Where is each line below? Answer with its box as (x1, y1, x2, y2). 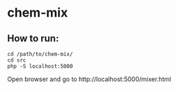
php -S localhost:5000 (7, 63, 73, 70)
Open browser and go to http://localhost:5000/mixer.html (7, 75, 171, 83)
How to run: (7, 33, 59, 44)
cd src (7, 57, 26, 64)
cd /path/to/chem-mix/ (7, 51, 73, 57)
